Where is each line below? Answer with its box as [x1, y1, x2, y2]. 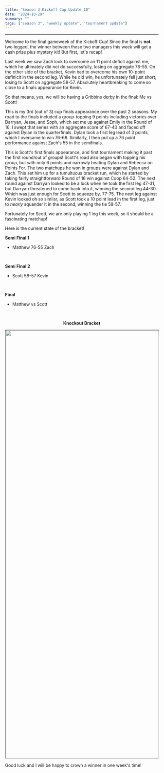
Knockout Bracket [63, 320, 101, 326]
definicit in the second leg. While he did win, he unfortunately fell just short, [5, 74, 157, 80]
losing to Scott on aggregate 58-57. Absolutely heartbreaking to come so [5, 79, 151, 86]
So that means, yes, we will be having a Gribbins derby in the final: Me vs [5, 94, 152, 100]
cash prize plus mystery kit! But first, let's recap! [5, 49, 102, 55]
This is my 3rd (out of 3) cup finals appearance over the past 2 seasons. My [5, 109, 157, 115]
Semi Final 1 [5, 235, 30, 241]
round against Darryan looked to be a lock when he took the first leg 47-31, [5, 180, 156, 186]
